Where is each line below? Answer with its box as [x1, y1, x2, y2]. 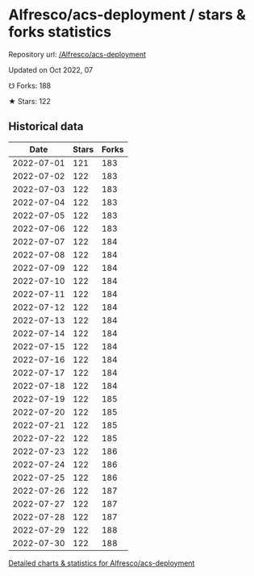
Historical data [8, 119, 84, 134]
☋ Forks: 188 [8, 81, 52, 90]
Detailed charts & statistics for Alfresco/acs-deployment [8, 558, 195, 568]
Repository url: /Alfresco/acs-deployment [8, 49, 147, 59]
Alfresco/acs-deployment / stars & [8, 6, 246, 24]
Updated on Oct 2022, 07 [8, 65, 94, 74]
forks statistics [8, 23, 111, 41]
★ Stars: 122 [8, 96, 51, 106]
